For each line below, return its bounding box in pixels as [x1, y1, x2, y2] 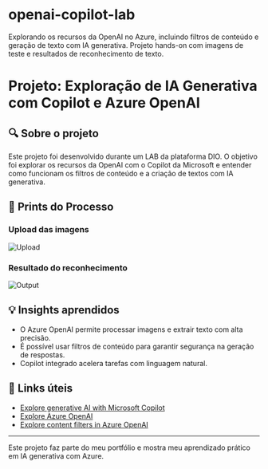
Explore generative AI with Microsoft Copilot [19, 403, 165, 412]
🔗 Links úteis [8, 381, 73, 396]
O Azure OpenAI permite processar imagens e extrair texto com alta [19, 325, 243, 334]
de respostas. [19, 349, 65, 360]
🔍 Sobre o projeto [8, 126, 100, 140]
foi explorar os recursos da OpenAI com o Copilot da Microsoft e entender [8, 160, 252, 169]
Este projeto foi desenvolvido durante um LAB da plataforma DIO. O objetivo [8, 152, 258, 161]
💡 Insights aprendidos [8, 303, 120, 317]
